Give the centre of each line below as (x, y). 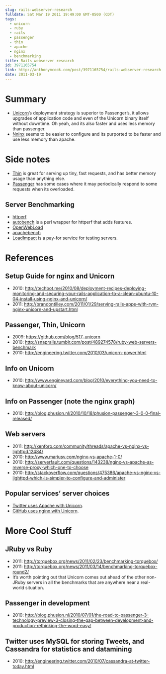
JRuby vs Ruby (29, 549)
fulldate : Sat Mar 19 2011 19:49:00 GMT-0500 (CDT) (60, 14)
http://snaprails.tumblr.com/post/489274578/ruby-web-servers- (91, 342)
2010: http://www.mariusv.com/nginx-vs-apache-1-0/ (67, 457)
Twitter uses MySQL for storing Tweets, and (75, 641)
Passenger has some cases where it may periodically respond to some (85, 184)
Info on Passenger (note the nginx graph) (70, 401)
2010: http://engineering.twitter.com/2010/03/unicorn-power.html (79, 353)
